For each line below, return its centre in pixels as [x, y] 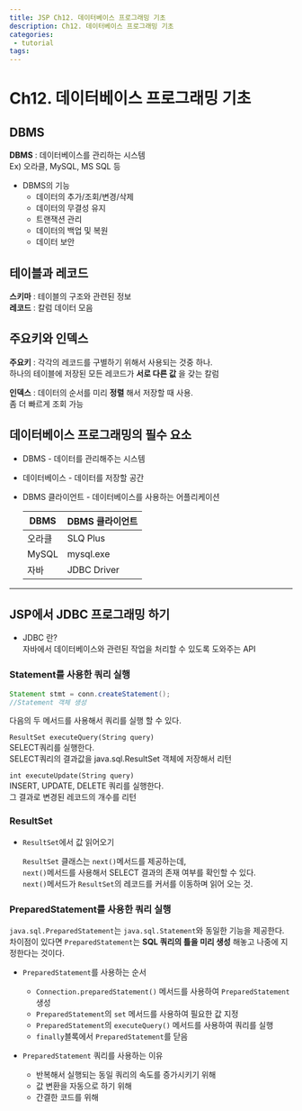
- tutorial [33, 43]
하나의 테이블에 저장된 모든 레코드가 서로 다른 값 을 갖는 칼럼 [115, 373]
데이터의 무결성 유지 [71, 208]
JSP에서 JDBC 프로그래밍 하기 [90, 614]
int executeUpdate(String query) [72, 776]
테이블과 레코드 [49, 273]
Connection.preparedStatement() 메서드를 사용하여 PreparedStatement [163, 991]
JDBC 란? [40, 638]
